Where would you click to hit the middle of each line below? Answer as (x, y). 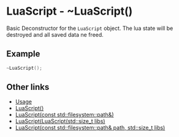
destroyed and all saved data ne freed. (55, 34)
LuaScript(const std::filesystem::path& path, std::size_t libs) (90, 128)
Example (23, 54)
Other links (28, 87)
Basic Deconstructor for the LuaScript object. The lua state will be (90, 28)
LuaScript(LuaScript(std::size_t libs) (60, 121)
